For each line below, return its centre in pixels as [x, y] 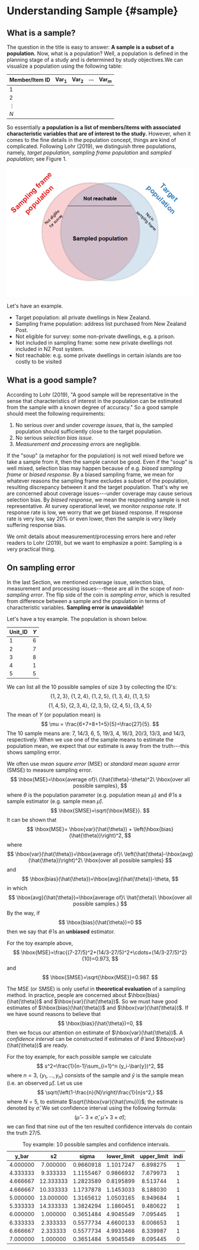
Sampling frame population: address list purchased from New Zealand [101, 323]
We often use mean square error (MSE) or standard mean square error [93, 763]
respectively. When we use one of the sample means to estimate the [90, 739]
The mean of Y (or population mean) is [54, 715]
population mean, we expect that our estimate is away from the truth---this [98, 746]
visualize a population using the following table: [65, 66]
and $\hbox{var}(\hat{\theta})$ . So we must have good [111, 1001]
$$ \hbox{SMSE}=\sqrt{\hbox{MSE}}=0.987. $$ [100, 977]
